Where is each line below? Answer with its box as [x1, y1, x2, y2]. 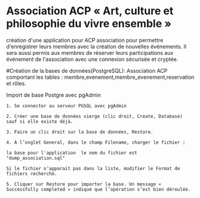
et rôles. [6, 79, 27, 87]
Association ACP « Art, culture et [6, 4, 174, 18]
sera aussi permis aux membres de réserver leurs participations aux [6, 49, 174, 56]
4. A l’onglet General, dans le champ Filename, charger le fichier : [6, 139, 186, 146]
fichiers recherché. [6, 171, 58, 177]
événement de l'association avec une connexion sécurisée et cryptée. [6, 55, 179, 63]
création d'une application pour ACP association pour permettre [6, 36, 164, 44]
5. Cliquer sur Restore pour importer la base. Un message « [6, 181, 162, 187]
